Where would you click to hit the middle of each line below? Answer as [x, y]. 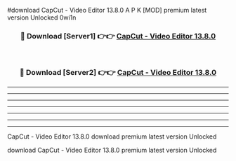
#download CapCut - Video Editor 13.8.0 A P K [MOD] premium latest [107, 10]
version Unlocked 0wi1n [42, 17]
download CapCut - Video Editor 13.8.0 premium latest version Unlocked [112, 150]
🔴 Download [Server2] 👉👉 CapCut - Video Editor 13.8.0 [118, 73]
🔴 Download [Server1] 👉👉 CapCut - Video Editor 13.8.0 [118, 36]
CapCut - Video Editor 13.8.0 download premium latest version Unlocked [112, 136]
